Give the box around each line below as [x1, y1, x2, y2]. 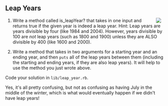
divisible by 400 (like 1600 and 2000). [12, 39, 92, 45]
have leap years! [5, 95, 40, 101]
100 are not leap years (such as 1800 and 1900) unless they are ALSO [12, 33, 157, 39]
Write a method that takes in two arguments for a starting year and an [12, 48, 157, 55]
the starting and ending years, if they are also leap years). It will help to [12, 59, 160, 65]
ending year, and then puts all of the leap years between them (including [12, 54, 163, 60]
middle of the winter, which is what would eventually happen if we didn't [5, 89, 155, 95]
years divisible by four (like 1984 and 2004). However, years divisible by [12, 28, 162, 34]
